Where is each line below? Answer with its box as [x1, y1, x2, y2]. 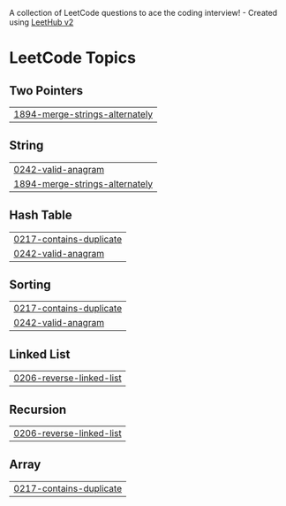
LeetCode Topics [9, 48, 137, 68]
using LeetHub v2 [9, 17, 74, 27]
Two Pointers [9, 83, 84, 98]
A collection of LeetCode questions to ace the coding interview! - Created [9, 8, 278, 18]
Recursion [9, 402, 67, 417]
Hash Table [9, 208, 72, 223]
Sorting [9, 278, 51, 293]
